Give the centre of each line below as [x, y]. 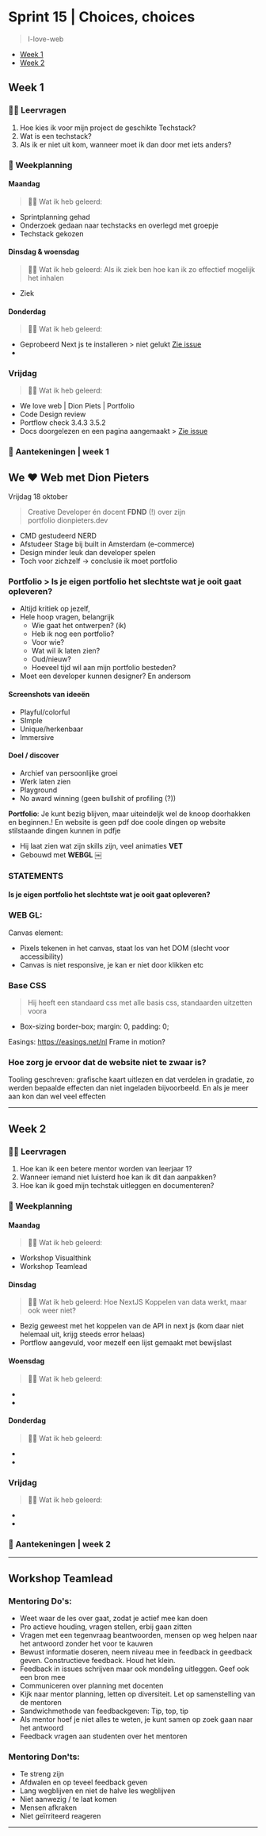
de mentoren [40, 1702]
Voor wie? [48, 642]
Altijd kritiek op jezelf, [55, 609]
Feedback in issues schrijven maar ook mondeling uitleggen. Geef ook [134, 1669]
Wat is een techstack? [56, 136]
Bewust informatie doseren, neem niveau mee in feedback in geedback [136, 1652]
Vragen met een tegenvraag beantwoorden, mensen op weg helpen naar [138, 1635]
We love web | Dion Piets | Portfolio [77, 406]
